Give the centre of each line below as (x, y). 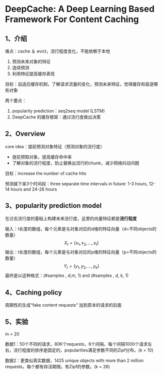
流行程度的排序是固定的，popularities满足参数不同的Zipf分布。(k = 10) (83, 350)
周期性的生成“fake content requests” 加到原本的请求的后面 (64, 305)
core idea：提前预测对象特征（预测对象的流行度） (55, 146)
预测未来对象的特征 (31, 61)
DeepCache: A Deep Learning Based (80, 9)
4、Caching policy (33, 292)
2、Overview (25, 134)
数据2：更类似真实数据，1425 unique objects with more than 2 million (74, 360)
